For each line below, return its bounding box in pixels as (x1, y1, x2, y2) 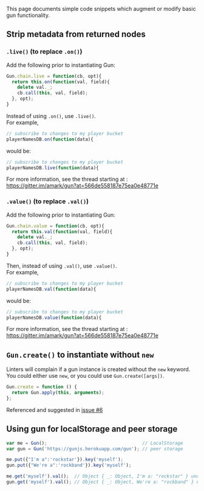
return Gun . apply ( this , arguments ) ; (12, 389, 104, 396)
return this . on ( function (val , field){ (12, 78, 110, 85)
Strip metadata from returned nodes (6, 29, 146, 40)
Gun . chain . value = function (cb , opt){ (6, 223, 104, 229)
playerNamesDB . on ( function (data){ (6, 136, 94, 142)
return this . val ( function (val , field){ (12, 228, 113, 235)
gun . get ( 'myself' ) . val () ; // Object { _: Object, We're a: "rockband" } (6, 479, 194, 486)
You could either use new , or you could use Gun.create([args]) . (6, 372, 165, 380)
